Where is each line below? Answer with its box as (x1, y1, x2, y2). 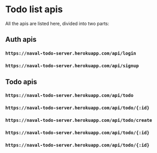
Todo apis (5, 78, 37, 86)
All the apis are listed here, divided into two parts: (5, 20, 110, 27)
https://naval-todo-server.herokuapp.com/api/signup (5, 63, 139, 69)
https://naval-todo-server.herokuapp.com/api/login (5, 50, 137, 57)
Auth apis (5, 35, 37, 44)
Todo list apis (5, 4, 63, 15)
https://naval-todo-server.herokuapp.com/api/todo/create (5, 117, 152, 123)
